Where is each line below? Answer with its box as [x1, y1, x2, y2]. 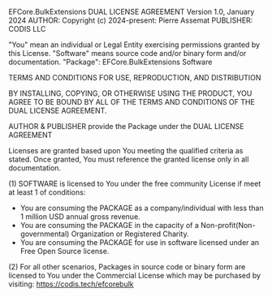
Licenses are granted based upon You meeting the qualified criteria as [8, 146, 244, 155]
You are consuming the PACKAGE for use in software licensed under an [19, 238, 260, 247]
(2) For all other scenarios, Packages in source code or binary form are [8, 262, 246, 271]
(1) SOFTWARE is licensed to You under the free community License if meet [8, 179, 261, 188]
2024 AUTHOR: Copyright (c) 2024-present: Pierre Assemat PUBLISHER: [8, 15, 253, 25]
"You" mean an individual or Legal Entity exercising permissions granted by [8, 40, 261, 49]
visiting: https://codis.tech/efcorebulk [8, 279, 134, 289]
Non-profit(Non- [200, 221, 256, 230]
